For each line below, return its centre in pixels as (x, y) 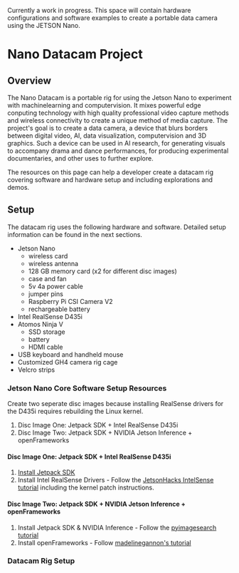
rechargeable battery (59, 309)
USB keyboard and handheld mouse (70, 354)
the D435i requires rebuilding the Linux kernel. (75, 411)
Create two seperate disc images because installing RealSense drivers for (116, 404)
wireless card (48, 255)
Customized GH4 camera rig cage (68, 362)
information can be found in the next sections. (75, 234)
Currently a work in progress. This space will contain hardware (99, 10)
